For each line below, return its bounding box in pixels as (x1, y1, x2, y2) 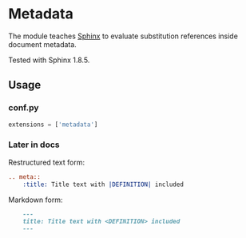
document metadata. (8, 39, 77, 49)
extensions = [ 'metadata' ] (8, 121, 98, 129)
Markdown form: (8, 195, 63, 204)
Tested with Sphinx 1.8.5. (8, 55, 90, 65)
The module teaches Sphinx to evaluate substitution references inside (8, 31, 238, 41)
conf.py (8, 102, 39, 113)
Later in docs (8, 139, 60, 150)
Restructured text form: (8, 157, 85, 167)
